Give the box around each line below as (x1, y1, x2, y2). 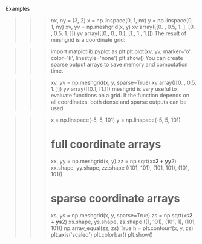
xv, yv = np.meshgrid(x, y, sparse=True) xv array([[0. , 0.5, (50, 79, 197, 86)
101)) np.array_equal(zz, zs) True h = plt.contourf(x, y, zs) (50, 224, 194, 232)
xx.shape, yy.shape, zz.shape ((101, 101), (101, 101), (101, (50, 163, 190, 171)
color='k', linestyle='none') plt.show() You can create (50, 54, 183, 61)
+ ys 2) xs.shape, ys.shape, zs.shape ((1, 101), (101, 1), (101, (50, 218, 196, 225)
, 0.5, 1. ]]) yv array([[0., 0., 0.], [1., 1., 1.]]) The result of (50, 30, 187, 37)
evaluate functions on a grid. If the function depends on (50, 92, 190, 99)
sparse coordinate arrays (50, 192, 180, 205)
